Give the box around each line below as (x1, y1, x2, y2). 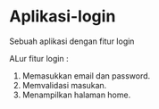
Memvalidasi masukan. (21, 80, 107, 90)
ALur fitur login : (9, 53, 69, 63)
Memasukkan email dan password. (21, 70, 151, 81)
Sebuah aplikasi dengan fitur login (9, 36, 135, 46)
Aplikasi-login (9, 6, 116, 27)
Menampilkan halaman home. (21, 89, 131, 100)
